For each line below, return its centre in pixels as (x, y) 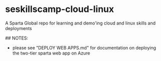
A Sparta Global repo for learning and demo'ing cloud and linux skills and (80, 23)
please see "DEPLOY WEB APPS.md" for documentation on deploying (84, 47)
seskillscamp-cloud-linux (59, 9)
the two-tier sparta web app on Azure (51, 53)
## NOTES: (17, 38)
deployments (19, 28)
